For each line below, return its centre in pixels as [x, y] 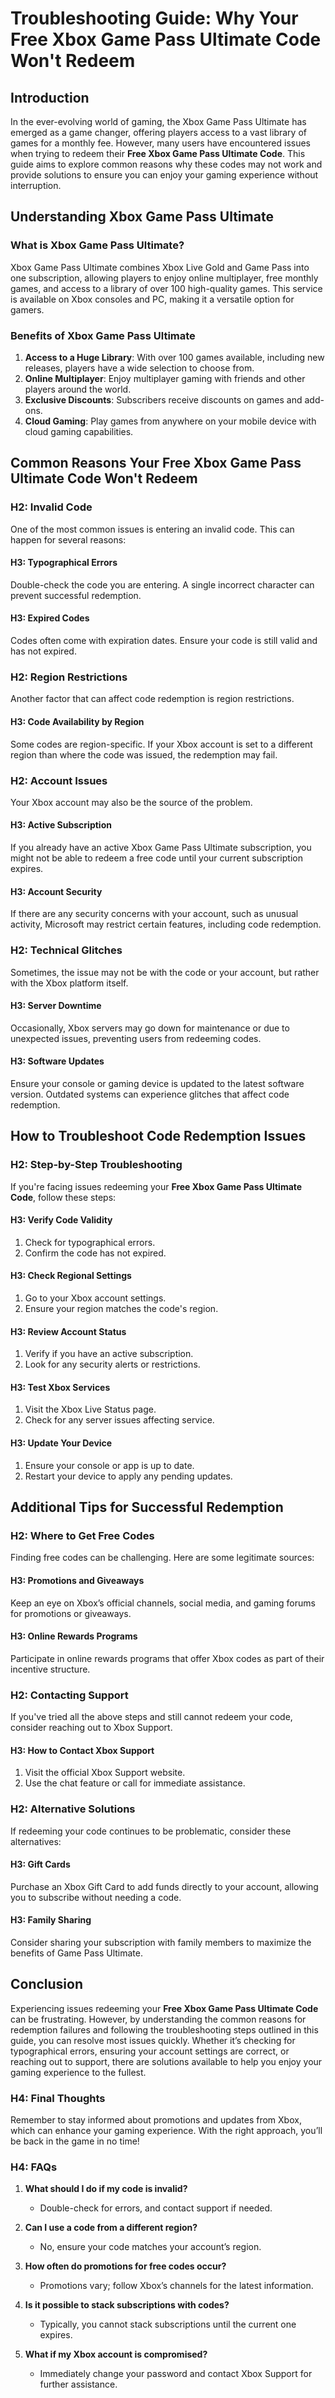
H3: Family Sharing [51, 1920]
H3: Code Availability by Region [77, 721]
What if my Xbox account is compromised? [116, 2354]
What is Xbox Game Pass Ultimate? [97, 245]
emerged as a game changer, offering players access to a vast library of [158, 132]
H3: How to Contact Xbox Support [82, 1750]
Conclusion [47, 1984]
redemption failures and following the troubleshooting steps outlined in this [164, 2029]
